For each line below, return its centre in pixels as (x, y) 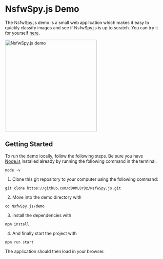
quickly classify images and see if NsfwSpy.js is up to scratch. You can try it (81, 27)
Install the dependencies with (42, 215)
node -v (13, 170)
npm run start (20, 242)
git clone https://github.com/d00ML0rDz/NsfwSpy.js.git (63, 188)
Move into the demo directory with (47, 197)
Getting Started (29, 144)
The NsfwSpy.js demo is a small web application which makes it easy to (77, 22)
